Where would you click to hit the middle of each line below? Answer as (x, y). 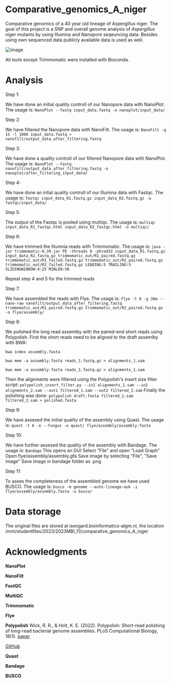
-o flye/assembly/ (25, 312)
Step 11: (13, 471)
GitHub (13, 646)
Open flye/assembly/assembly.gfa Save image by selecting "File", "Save (81, 456)
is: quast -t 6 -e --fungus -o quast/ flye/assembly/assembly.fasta (78, 425)
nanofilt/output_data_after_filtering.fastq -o (57, 169)
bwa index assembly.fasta (33, 352)
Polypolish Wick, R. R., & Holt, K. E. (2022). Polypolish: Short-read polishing (85, 625)
